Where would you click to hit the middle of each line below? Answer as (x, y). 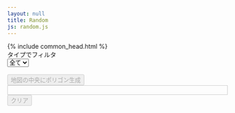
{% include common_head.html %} (58, 47)
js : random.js (28, 27)
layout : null (26, 14)
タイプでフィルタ (32, 55)
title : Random (28, 20)
